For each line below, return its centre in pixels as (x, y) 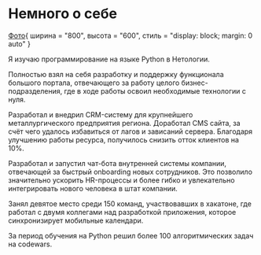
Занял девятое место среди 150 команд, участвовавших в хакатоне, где (130, 203)
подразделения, (35, 91)
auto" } (20, 43)
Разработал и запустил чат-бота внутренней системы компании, (117, 163)
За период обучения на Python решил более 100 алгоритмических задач (131, 235)
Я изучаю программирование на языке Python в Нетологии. (109, 59)
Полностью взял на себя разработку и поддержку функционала (116, 74)
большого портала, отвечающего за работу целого (94, 83)
